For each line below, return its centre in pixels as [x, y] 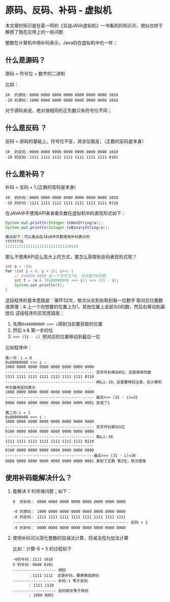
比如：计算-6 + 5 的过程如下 [42, 549]
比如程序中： [19, 347]
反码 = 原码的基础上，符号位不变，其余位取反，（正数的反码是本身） [76, 141]
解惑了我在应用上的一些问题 [34, 32]
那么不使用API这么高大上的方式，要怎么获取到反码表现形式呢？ [71, 256]
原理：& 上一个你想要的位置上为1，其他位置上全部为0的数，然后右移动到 [85, 307]
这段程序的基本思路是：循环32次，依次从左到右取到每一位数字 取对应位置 [82, 300]
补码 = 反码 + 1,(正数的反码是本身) [41, 187]
